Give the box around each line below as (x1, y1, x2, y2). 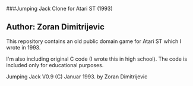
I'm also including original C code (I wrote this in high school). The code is (6, 55, 188, 62)
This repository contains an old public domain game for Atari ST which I (6, 38, 182, 45)
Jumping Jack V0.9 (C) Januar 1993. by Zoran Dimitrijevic (6, 73, 148, 80)
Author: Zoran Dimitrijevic (6, 22, 105, 32)
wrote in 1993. (6, 44, 41, 51)
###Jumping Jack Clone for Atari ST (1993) (6, 5, 113, 12)
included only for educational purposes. (6, 61, 104, 68)
